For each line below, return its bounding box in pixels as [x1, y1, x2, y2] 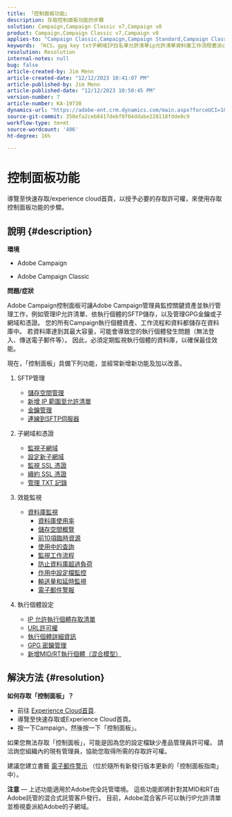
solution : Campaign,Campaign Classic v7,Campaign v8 [7, 23, 162, 30]
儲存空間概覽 [37, 525, 75, 533]
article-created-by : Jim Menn [7, 68, 95, 75]
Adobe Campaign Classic [17, 273, 90, 280]
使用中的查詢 [37, 542, 75, 551]
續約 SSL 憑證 [27, 470, 67, 478]
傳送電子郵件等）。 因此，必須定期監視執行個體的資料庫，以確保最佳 [19, 336, 212, 344]
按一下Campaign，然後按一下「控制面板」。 [17, 724, 140, 732]
